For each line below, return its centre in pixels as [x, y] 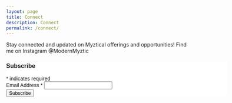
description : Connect [33, 22]
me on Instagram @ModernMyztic [48, 51]
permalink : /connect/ [33, 28]
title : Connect [25, 17]
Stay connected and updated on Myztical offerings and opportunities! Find [97, 45]
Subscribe [21, 66]
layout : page [22, 11]
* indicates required [28, 78]
